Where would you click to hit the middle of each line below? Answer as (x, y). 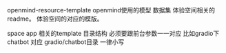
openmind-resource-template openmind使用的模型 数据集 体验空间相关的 (111, 10)
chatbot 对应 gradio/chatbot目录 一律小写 (66, 42)
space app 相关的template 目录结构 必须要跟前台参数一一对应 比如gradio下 (113, 33)
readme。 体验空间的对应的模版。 (55, 19)
